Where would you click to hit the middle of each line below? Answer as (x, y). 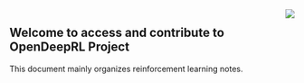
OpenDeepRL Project (69, 47)
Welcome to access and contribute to (117, 33)
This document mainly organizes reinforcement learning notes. (126, 69)
